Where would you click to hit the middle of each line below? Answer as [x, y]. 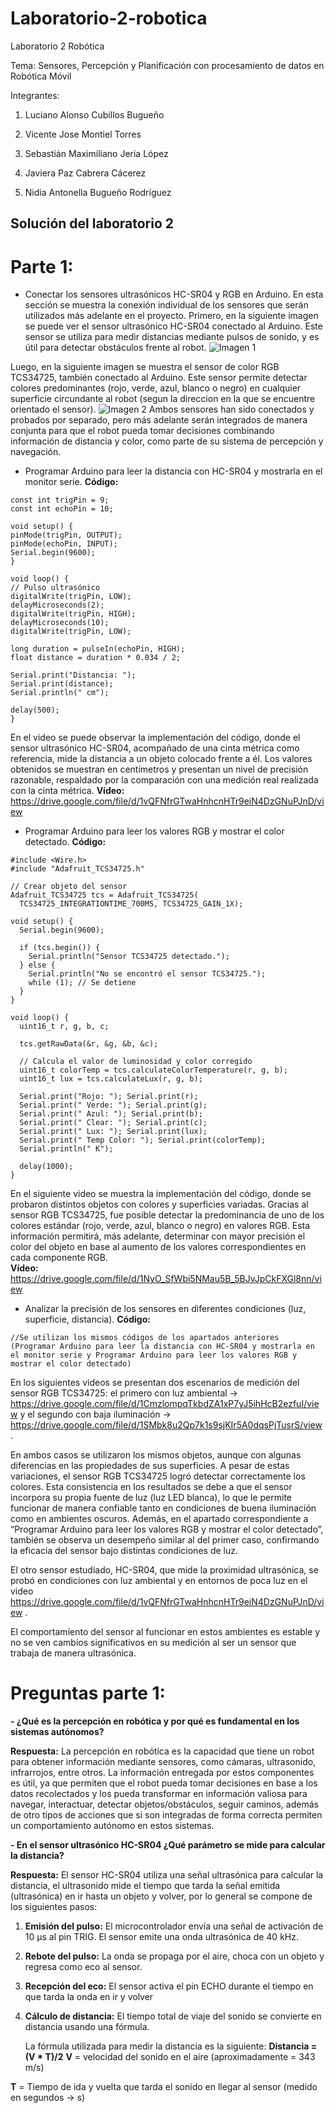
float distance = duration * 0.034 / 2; [96, 658]
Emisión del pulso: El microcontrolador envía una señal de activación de [174, 1926]
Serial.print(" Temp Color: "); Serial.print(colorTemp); [143, 1140]
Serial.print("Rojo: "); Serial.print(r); [109, 1097]
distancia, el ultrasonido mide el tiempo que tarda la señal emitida [145, 1886]
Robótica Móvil [41, 76]
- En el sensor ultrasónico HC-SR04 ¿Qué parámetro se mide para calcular [168, 1845]
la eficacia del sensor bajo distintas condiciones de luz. [124, 1551]
